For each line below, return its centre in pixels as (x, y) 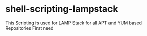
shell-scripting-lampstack (62, 9)
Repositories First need (29, 28)
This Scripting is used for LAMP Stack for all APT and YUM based (74, 23)
